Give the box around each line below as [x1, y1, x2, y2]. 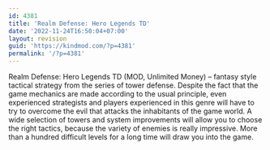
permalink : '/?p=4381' [8, 49, 85, 58]
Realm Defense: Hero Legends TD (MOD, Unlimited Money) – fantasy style [8, 72, 257, 81]
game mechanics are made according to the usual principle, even [8, 89, 227, 98]
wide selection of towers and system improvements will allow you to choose [8, 115, 263, 124]
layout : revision [8, 34, 67, 43]
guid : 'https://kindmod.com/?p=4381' [8, 42, 136, 50]
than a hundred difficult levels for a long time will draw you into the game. [8, 132, 254, 142]
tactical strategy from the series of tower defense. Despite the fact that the [8, 80, 259, 90]
